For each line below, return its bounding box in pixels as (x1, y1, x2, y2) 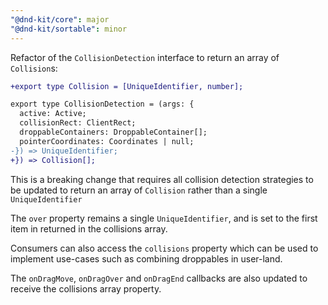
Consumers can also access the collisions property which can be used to (10, 242, 319, 254)
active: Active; (19, 109, 87, 119)
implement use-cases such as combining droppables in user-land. (10, 252, 283, 265)
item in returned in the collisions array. (10, 222, 168, 235)
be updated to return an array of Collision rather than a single (10, 184, 268, 196)
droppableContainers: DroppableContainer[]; (19, 127, 208, 137)
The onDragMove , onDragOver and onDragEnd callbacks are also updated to (10, 272, 308, 284)
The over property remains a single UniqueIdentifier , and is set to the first (10, 212, 318, 224)
